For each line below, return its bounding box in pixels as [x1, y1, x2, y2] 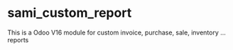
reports [7, 35, 29, 44]
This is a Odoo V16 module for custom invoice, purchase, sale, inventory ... [7, 28, 226, 37]
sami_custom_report [7, 5, 132, 21]
